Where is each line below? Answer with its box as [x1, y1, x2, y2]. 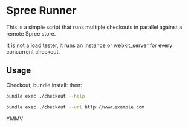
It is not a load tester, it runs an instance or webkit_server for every [6, 42, 173, 49]
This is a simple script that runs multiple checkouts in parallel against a [6, 23, 183, 31]
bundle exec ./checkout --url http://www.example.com [6, 104, 145, 110]
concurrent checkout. [6, 48, 60, 55]
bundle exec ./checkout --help [6, 93, 85, 99]
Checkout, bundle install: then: [6, 81, 83, 88]
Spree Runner [6, 4, 77, 17]
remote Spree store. [6, 29, 56, 37]
